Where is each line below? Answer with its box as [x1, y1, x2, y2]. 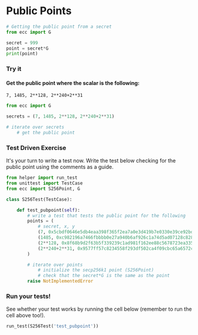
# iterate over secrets [6, 124, 65, 131]
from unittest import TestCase [6, 180, 83, 187]
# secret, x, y [37, 223, 75, 230]
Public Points [6, 4, 72, 18]
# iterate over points [27, 262, 83, 268]
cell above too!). [6, 312, 45, 319]
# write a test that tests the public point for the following [27, 213, 186, 219]
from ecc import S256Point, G [6, 186, 81, 191]
